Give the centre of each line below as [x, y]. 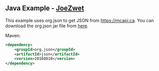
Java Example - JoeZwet [45, 8]
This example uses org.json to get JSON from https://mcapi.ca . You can [80, 20]
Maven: [13, 35]
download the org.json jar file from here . [47, 26]
